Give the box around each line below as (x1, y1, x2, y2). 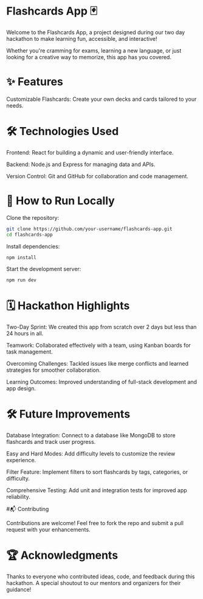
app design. (6, 385, 36, 392)
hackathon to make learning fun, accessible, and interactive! (6, 35, 157, 42)
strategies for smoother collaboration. (6, 366, 101, 374)
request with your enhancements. (6, 526, 91, 534)
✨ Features (6, 75, 64, 89)
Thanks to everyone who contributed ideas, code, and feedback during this (6, 573, 195, 580)
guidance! (6, 586, 32, 594)
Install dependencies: (6, 242, 60, 250)
